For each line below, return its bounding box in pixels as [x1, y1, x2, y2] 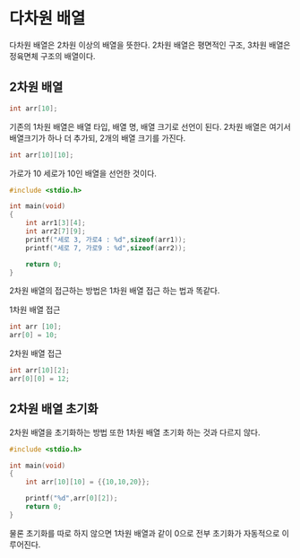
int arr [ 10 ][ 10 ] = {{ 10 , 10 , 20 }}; [25, 477, 150, 487]
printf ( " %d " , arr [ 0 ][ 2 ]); [25, 494, 118, 503]
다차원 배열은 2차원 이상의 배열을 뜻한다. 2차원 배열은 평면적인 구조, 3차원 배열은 [9, 39, 291, 50]
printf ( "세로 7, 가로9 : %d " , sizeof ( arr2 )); [25, 243, 186, 252]
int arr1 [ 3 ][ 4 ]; [25, 219, 87, 228]
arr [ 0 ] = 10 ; [9, 331, 58, 340]
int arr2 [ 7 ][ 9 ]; [25, 227, 87, 236]
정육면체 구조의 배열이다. [9, 50, 96, 61]
